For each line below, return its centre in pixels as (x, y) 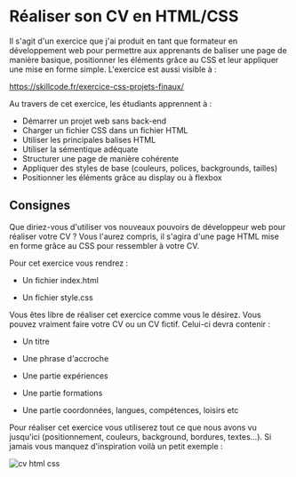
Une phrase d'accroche (65, 358)
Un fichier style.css (57, 297)
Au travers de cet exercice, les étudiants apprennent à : (111, 103)
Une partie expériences (65, 376)
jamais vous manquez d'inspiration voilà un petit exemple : (116, 446)
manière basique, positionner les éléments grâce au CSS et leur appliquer (144, 60)
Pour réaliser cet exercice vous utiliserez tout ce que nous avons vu (133, 427)
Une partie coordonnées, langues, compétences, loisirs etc (130, 409)
